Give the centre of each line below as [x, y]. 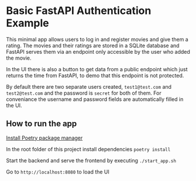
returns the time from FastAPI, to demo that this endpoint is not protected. [95, 75]
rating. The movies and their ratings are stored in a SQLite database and [93, 46]
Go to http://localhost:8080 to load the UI [58, 172]
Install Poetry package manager [44, 138]
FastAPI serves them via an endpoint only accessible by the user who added [98, 51]
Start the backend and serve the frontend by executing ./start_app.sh [91, 160]
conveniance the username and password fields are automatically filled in [95, 99]
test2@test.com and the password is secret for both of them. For [84, 93]
